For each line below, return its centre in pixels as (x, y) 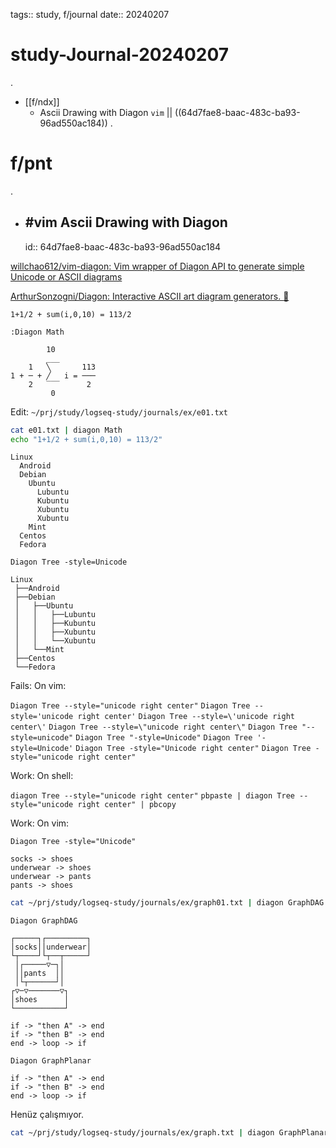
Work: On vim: (40, 823)
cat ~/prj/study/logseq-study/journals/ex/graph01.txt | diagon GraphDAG (167, 903)
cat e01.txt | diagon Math (66, 430)
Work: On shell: (42, 776)
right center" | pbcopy (127, 805)
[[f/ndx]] (42, 101)
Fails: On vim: (38, 686)
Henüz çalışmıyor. (47, 1115)
